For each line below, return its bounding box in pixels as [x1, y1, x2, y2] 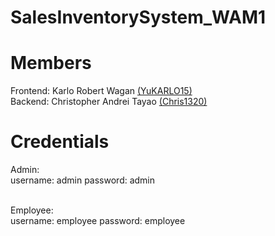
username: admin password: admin [10, 174, 156, 186]
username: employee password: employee [10, 215, 186, 227]
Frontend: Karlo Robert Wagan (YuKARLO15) [10, 85, 193, 97]
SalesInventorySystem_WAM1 [10, 6, 267, 29]
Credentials [10, 131, 110, 153]
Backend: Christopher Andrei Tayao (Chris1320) [10, 96, 208, 108]
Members [10, 52, 92, 75]
